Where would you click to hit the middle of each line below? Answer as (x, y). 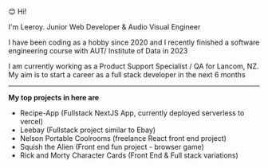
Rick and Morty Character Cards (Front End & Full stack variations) (129, 155)
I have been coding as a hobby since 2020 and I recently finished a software (134, 42)
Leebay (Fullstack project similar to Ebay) (88, 130)
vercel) (32, 121)
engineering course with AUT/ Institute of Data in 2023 (98, 51)
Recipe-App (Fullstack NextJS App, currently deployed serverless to (132, 113)
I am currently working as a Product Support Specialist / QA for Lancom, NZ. (134, 66)
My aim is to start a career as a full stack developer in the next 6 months (127, 74)
